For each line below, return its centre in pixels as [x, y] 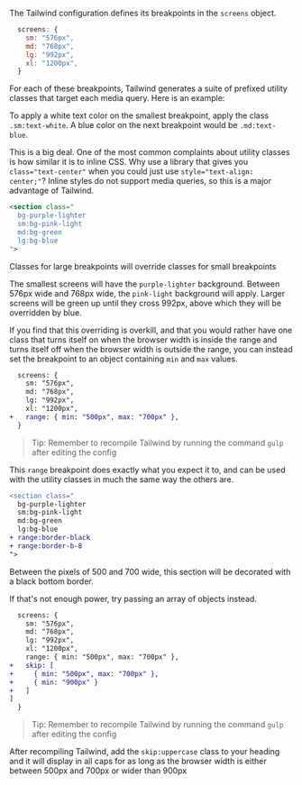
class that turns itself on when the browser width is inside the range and [143, 339]
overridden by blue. [46, 312]
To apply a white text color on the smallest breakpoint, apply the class [139, 115]
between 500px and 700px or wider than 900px [98, 771]
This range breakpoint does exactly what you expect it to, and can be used [147, 470]
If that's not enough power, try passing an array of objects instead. [133, 598]
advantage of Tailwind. [52, 191]
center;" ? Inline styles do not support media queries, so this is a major [141, 181]
